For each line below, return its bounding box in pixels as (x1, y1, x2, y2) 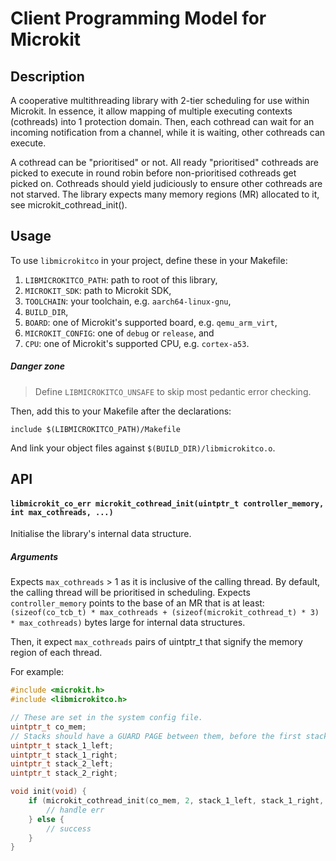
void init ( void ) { (10, 787, 87, 797)
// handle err (46, 805, 105, 815)
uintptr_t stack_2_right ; (10, 768, 118, 779)
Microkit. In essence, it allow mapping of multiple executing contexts (10, 105, 293, 117)
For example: (10, 666, 65, 678)
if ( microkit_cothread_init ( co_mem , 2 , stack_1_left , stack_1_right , (28, 796, 325, 806)
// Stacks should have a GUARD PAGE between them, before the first (10, 731, 302, 741)
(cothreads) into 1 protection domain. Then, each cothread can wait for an (10, 116, 315, 127)
